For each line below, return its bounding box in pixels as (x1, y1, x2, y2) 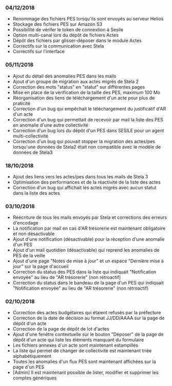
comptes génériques (12, 375, 57, 381)
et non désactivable (12, 231, 55, 237)
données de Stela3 (12, 149, 53, 155)
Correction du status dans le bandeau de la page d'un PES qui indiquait (12, 280, 164, 286)
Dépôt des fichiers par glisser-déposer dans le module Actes (12, 37, 142, 44)
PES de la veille (12, 253, 46, 259)
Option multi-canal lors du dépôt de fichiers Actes (12, 32, 119, 38)
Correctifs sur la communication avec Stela (12, 43, 104, 49)
